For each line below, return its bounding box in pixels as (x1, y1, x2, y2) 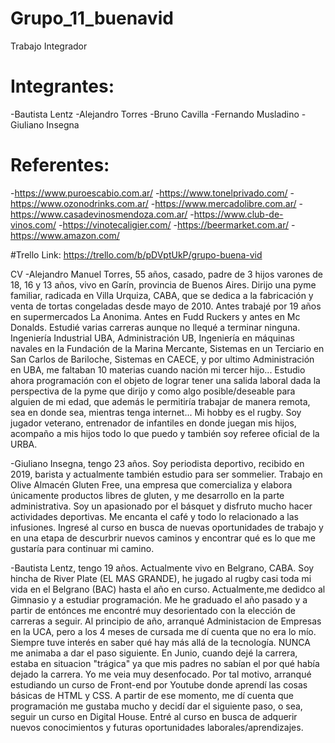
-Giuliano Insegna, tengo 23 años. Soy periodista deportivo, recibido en (10, 457, 305, 469)
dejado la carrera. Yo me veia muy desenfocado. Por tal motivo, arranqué (10, 668, 312, 680)
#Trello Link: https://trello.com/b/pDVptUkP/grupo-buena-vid (10, 248, 263, 261)
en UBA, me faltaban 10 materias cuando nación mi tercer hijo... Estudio (10, 363, 306, 376)
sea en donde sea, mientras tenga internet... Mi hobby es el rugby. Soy (10, 406, 302, 418)
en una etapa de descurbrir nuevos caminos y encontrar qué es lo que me (10, 532, 316, 544)
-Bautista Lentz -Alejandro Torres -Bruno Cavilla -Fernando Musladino (10, 108, 300, 120)
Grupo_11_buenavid (10, 7, 174, 30)
